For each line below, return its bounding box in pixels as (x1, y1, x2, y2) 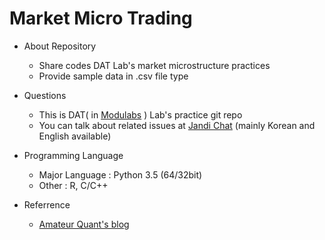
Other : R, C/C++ (38, 179, 109, 191)
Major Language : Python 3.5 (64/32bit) (38, 168, 203, 181)
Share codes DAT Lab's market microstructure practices (38, 59, 271, 71)
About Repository (23, 40, 97, 52)
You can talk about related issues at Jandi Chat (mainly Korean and (38, 119, 316, 131)
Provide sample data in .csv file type (38, 70, 189, 82)
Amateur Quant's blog (38, 218, 130, 230)
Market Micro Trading (9, 7, 193, 30)
